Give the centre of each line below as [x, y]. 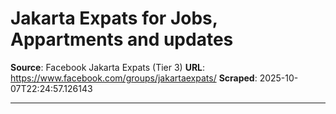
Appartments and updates [122, 39]
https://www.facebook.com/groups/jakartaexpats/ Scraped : [134, 78]
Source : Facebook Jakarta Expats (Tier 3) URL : [108, 67]
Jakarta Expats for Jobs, [114, 18]
